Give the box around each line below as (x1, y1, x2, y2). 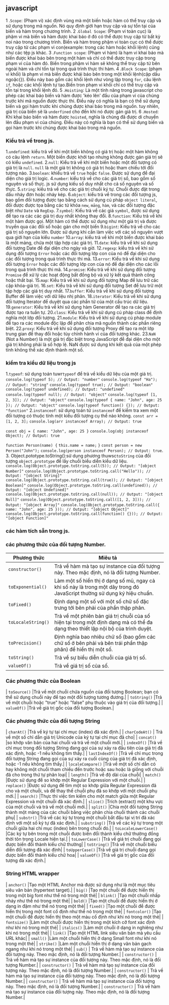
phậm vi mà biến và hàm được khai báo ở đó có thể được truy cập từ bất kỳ (6, 33, 161, 39)
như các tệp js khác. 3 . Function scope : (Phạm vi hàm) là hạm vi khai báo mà (6, 49, 164, 55)
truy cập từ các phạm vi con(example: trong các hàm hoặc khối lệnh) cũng (6, 44, 160, 50)
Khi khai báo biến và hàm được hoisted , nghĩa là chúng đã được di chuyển (6, 113, 159, 120)
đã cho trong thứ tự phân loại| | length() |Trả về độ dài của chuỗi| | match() (6, 772, 161, 778)
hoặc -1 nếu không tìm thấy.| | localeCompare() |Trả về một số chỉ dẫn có (6, 761, 156, 767)
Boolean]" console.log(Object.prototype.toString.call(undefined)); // (6, 483, 157, 488)
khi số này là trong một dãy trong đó (54, 583, 139, 590)
